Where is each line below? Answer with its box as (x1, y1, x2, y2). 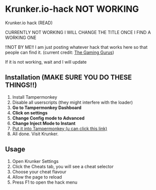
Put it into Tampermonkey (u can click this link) (12, 125, 107, 131)
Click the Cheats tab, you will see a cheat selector (12, 163, 114, 169)
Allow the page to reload (12, 174, 62, 180)
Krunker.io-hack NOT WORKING (5, 3, 139, 15)
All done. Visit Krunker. (12, 131, 59, 137)
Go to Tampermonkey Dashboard (12, 105, 82, 111)
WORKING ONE (5, 35, 37, 40)
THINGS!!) (5, 81, 37, 89)
